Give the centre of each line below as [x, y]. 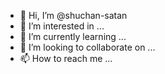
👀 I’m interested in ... [62, 26]
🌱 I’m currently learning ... [73, 36]
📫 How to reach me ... [66, 58]
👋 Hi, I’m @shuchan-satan [73, 15]
